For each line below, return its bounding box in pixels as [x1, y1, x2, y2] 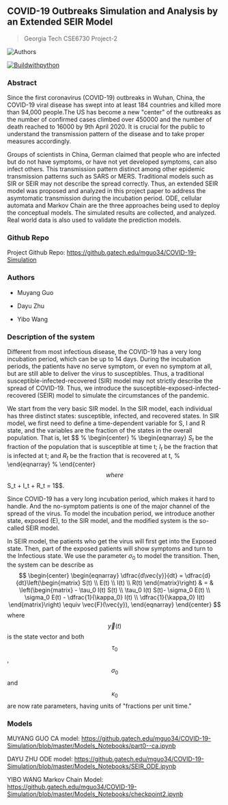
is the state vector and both [7, 632, 85, 641]
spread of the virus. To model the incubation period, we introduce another [7, 509, 215, 517]
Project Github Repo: [7, 248, 66, 257]
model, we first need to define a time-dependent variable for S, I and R [7, 419, 206, 427]
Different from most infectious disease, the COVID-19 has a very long [7, 348, 201, 355]
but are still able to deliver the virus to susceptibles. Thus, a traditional [7, 370, 205, 377]
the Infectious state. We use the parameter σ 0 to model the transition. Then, [7, 552, 220, 562]
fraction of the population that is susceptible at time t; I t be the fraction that [7, 442, 218, 452]
